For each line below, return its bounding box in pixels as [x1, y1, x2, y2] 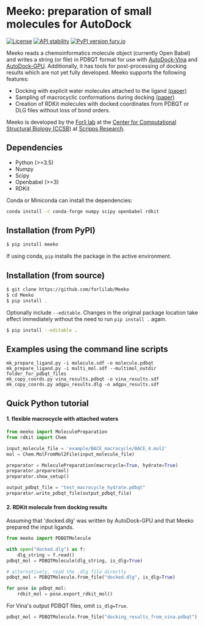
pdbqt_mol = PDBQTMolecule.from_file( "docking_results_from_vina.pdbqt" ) [6, 614, 198, 621]
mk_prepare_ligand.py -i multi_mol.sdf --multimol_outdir [6, 365, 157, 372]
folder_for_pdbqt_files [6, 371, 67, 377]
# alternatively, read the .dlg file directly [6, 569, 127, 575]
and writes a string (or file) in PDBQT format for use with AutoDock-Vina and [6, 56, 198, 63]
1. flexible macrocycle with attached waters [6, 415, 119, 423]
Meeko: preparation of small [6, 4, 152, 18]
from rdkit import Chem [6, 434, 67, 440]
